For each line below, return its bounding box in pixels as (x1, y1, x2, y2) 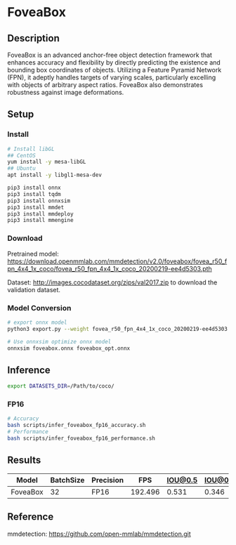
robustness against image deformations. (7, 88, 124, 96)
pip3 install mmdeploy (7, 210, 74, 218)
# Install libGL (7, 145, 55, 152)
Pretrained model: (7, 249, 60, 258)
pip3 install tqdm (7, 190, 61, 197)
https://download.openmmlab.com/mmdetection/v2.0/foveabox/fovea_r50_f (7, 257, 228, 265)
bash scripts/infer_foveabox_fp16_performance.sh (7, 435, 156, 442)
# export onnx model (7, 319, 68, 326)
